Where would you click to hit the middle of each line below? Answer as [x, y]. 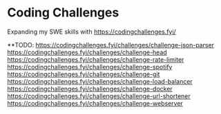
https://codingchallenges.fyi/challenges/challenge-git [84, 74]
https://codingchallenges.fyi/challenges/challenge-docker [90, 89]
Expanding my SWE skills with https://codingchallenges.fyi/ [92, 32]
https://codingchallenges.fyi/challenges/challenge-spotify [90, 67]
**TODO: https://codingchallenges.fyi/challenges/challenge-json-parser [111, 45]
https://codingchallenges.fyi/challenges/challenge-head [87, 52]
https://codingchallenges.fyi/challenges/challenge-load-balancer [100, 81]
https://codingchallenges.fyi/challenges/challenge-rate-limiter [96, 59]
